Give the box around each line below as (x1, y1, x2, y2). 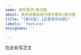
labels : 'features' (5, 21, 46, 26)
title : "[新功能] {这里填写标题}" (5, 16, 71, 21)
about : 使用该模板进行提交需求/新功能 (5, 12, 76, 17)
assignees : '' (5, 26, 35, 31)
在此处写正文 (5, 44, 32, 50)
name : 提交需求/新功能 (5, 7, 48, 12)
